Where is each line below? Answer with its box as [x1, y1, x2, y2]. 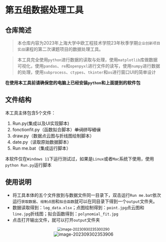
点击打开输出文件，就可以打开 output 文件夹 [12, 217, 100, 223]
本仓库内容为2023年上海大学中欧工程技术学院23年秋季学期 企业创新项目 [17, 40, 161, 46]
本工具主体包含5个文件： [5, 110, 56, 116]
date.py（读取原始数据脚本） [12, 139, 72, 145]
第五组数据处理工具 [5, 4, 84, 16]
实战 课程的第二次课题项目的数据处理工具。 [17, 46, 103, 52]
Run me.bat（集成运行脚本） [12, 145, 71, 151]
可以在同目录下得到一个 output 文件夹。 [79, 198, 158, 204]
